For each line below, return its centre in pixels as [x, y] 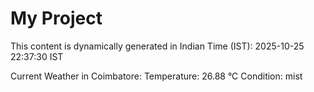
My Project [56, 18]
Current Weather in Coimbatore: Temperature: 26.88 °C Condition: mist [156, 76]
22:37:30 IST [37, 56]
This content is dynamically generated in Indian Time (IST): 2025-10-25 [157, 46]
